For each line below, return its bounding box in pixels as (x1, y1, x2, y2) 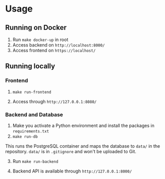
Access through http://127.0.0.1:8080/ (12, 98, 97, 104)
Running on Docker (5, 23, 67, 32)
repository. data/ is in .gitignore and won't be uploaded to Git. (5, 148, 137, 154)
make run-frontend (12, 89, 51, 95)
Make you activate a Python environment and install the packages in (12, 122, 155, 128)
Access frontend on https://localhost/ (12, 48, 96, 53)
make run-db (12, 134, 38, 139)
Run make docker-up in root (12, 36, 69, 42)
